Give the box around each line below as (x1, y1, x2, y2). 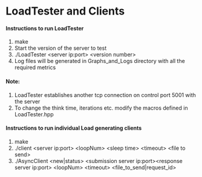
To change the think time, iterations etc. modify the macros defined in (14, 104, 188, 112)
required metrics (14, 64, 56, 71)
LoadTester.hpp (14, 110, 54, 118)
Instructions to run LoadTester (5, 24, 84, 32)
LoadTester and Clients (5, 4, 125, 18)
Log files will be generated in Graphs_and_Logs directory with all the (14, 58, 185, 65)
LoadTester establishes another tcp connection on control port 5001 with (14, 91, 196, 98)
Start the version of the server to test (14, 44, 107, 52)
